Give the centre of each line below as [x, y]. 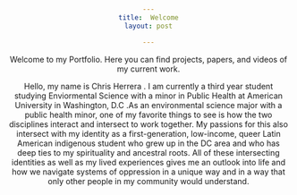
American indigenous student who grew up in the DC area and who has [148, 143]
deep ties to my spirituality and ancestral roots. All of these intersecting [148, 152]
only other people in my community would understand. [148, 181]
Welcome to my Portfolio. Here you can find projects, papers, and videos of [148, 59]
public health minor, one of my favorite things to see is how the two [148, 114]
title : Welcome [148, 17]
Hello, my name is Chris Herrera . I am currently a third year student [148, 86]
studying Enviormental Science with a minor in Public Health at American [148, 96]
